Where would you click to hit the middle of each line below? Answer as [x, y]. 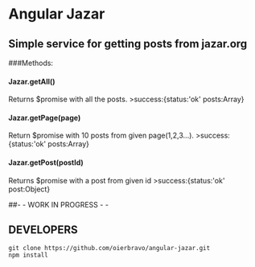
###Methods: [31, 63]
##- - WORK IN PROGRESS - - [58, 204]
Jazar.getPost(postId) [46, 162]
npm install [28, 255]
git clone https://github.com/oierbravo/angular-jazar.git [109, 249]
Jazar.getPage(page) [45, 117]
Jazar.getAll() [32, 81]
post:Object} [29, 189]
